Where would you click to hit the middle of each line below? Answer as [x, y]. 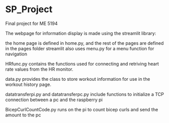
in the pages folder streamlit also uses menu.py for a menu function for [80, 48]
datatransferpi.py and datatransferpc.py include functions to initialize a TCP [85, 94]
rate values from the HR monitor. [39, 69]
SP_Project [29, 9]
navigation [16, 54]
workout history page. [29, 84]
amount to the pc [23, 115]
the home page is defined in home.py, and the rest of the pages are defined [84, 43]
